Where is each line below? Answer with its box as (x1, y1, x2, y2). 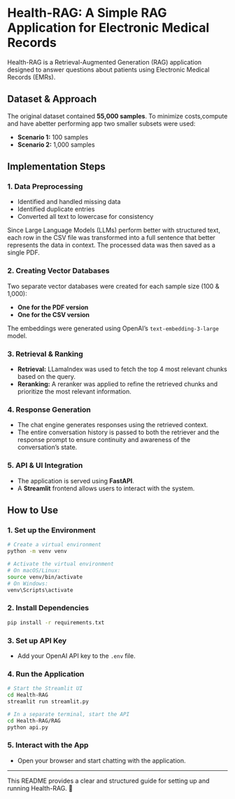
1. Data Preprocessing (7, 182, 83, 192)
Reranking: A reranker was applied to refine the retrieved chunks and (17, 380, 218, 389)
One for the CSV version (17, 310, 90, 318)
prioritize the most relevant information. (17, 387, 131, 396)
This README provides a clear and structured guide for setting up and (7, 777, 210, 785)
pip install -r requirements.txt (7, 619, 105, 626)
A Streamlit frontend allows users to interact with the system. (17, 484, 195, 492)
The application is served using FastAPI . (17, 476, 135, 485)
